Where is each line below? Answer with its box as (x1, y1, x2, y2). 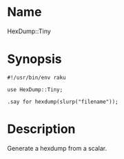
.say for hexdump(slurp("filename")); (7, 98, 118, 105)
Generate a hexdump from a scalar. (7, 144, 107, 152)
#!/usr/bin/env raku (7, 74, 67, 81)
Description (7, 122, 76, 137)
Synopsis (7, 51, 62, 67)
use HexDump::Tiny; (7, 86, 63, 93)
